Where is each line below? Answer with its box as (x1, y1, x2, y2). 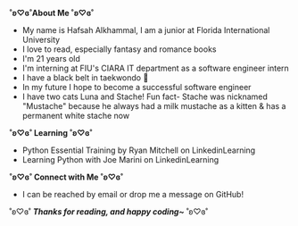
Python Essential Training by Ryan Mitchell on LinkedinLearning (21, 145, 256, 155)
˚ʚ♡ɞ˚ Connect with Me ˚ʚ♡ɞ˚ (9, 172, 124, 182)
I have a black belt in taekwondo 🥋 (21, 72, 149, 83)
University (21, 35, 61, 45)
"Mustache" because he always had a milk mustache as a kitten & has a (21, 101, 286, 111)
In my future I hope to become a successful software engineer (21, 82, 252, 92)
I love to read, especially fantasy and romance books (21, 44, 217, 54)
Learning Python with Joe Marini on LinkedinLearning (21, 155, 219, 164)
